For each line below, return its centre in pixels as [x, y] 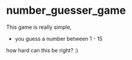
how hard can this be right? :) [42, 50]
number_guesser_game [66, 10]
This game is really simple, [39, 27]
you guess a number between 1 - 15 [59, 38]
